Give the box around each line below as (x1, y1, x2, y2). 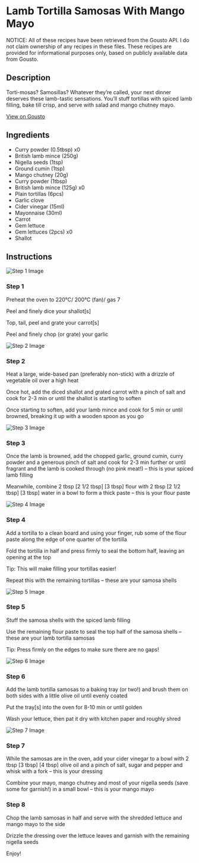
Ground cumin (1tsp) (14, 165, 65, 172)
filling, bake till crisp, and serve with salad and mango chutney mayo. (6, 101, 175, 108)
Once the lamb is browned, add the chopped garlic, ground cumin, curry (6, 453, 184, 460)
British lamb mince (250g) (14, 152, 78, 159)
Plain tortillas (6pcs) (14, 190, 64, 197)
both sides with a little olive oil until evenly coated (6, 692, 128, 699)
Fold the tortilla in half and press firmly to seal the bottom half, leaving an (6, 547, 185, 554)
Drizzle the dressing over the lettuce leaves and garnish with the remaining (6, 832, 189, 839)
